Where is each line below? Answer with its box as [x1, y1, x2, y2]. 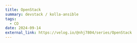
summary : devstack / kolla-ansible [5, 12, 79, 17]
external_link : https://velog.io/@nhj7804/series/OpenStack [5, 30, 133, 35]
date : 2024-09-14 [5, 26, 41, 31]
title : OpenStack [5, 7, 41, 12]
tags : [5, 16, 16, 21]
